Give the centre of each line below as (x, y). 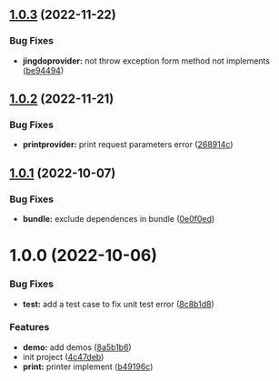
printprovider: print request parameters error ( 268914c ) (128, 145)
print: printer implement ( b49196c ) (88, 366)
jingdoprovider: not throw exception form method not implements (146, 60)
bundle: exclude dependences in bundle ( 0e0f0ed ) (119, 219)
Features (30, 327)
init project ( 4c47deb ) (63, 356)
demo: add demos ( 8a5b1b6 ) (77, 347)
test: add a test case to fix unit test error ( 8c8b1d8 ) (119, 304)
